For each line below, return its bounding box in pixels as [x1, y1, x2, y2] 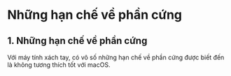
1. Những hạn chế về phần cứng [7, 35, 148, 47]
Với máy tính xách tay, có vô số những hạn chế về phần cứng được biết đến [7, 53, 225, 61]
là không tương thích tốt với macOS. [7, 61, 111, 69]
